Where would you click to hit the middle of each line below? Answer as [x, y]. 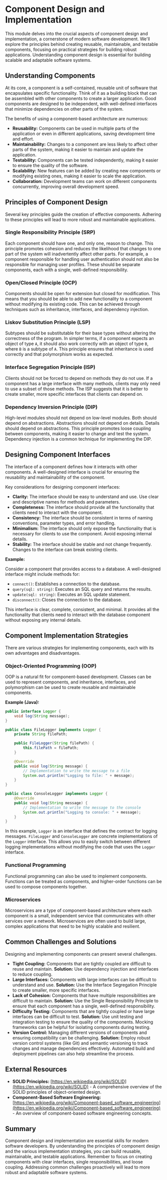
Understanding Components [50, 76]
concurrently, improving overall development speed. [66, 186]
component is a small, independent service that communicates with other [80, 915]
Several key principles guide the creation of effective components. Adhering [83, 214]
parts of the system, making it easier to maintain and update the [78, 149]
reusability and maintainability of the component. [55, 477]
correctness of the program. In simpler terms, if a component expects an [80, 338]
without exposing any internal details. [43, 620]
